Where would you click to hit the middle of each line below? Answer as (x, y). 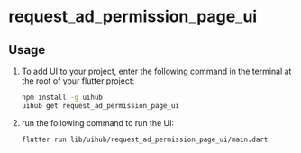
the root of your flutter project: (78, 81)
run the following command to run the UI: (98, 122)
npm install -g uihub (62, 97)
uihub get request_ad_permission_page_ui (100, 105)
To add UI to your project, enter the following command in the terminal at (156, 71)
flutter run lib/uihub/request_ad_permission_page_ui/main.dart (145, 139)
